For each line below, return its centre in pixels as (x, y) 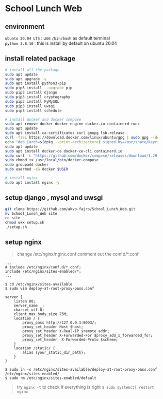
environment (25, 27)
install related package (40, 59)
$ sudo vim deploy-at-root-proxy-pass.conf (50, 288)
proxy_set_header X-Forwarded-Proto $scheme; (70, 340)
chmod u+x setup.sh (25, 223)
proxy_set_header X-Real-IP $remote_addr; (66, 331)
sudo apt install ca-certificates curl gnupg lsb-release (65, 133)
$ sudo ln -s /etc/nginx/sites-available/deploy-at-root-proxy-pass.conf (81, 369)
